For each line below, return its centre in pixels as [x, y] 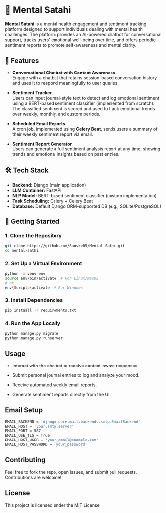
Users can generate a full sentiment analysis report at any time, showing [86, 149]
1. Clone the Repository [33, 235]
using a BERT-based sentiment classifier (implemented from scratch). [83, 103]
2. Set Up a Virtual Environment [44, 263]
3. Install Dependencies [34, 300]
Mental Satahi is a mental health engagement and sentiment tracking [76, 24]
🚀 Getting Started [32, 221]
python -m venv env [25, 274]
